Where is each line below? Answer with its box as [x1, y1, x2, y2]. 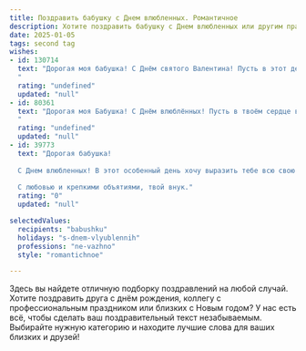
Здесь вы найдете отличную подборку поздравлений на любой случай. [9, 284, 289, 294]
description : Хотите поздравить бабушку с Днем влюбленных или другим [9, 22, 283, 31]
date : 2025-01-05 [9, 30, 76, 39]
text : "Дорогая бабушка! [17, 149, 112, 158]
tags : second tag [9, 38, 76, 48]
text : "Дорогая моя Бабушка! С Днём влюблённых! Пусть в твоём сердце [17, 107, 291, 116]
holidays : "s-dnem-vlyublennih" [17, 233, 141, 243]
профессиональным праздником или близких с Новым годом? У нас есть [9, 303, 297, 314]
